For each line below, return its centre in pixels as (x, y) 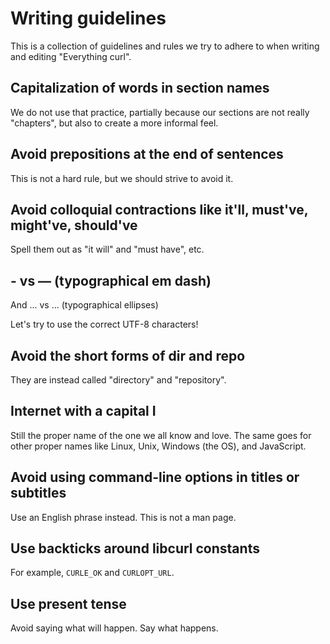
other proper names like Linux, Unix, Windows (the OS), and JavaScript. (158, 446)
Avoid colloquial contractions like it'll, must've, (159, 209)
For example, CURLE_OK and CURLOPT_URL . (92, 573)
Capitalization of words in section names (140, 88)
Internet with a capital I (83, 411)
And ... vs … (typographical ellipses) (84, 305)
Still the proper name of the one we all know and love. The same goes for (161, 435)
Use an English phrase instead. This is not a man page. (123, 517)
